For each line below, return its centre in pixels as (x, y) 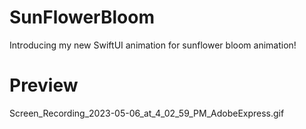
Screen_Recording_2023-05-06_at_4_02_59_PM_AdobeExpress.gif (147, 113)
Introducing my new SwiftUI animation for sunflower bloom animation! (153, 45)
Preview (44, 85)
